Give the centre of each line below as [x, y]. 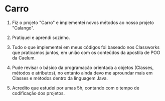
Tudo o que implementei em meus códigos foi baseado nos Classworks [86, 47]
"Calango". [23, 27]
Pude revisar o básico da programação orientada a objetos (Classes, [83, 67]
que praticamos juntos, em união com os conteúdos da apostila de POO [86, 52]
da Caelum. [24, 57]
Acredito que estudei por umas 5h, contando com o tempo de [76, 87]
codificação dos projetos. [38, 93]
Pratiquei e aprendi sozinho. [41, 37]
